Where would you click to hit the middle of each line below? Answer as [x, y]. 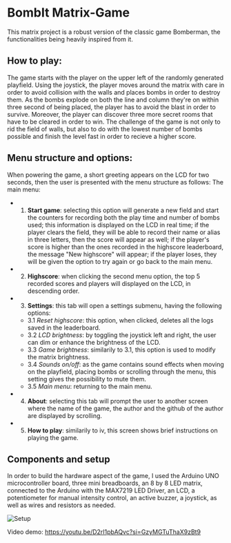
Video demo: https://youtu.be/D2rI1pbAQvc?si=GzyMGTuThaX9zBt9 [104, 532]
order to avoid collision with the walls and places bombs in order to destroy [114, 92]
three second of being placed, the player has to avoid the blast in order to [111, 107]
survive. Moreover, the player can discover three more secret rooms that [110, 114]
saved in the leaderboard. [64, 327]
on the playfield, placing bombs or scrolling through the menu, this [122, 372]
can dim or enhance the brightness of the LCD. [94, 342]
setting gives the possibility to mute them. [87, 379]
